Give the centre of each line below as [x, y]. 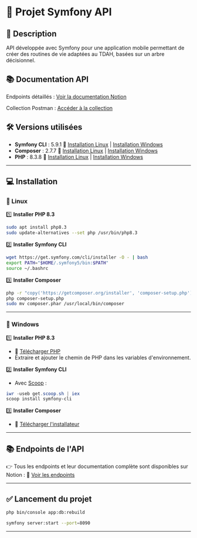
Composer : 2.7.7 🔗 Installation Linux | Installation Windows [86, 151]
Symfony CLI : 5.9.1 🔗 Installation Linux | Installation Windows [89, 144]
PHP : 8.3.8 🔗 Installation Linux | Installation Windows [79, 157]
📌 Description [31, 34]
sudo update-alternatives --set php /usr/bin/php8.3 [72, 233]
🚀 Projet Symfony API [59, 12]
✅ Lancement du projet [49, 499]
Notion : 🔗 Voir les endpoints [40, 475]
